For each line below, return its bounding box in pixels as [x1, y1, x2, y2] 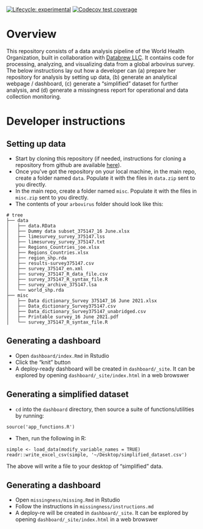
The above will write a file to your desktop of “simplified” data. [6, 462, 163, 470]
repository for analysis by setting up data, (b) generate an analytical [6, 73, 177, 81]
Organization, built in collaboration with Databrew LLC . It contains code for [6, 54, 194, 61]
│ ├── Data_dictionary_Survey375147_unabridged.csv [6, 308, 147, 314]
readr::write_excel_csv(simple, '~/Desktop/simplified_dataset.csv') [6, 451, 188, 458]
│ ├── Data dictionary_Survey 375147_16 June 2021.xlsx [6, 297, 157, 304]
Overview [6, 28, 57, 41]
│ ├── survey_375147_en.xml [6, 265, 84, 272]
